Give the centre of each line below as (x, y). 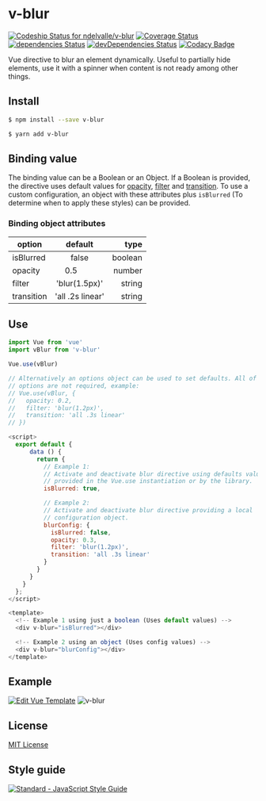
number (128, 270)
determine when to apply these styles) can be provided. (99, 203)
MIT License (28, 745)
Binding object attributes (57, 224)
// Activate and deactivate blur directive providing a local (148, 511)
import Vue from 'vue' (46, 343)
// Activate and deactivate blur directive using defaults (143, 474)
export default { (44, 445)
